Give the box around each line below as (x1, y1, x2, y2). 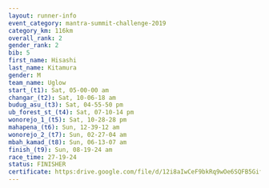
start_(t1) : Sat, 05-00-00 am (8, 86, 110, 94)
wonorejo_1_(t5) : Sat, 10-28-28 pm (8, 116, 127, 124)
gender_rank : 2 (8, 42, 59, 50)
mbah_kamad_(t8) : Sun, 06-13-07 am (8, 138, 127, 146)
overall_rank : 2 (8, 34, 62, 42)
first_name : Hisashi (8, 57, 78, 65)
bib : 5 (8, 49, 30, 57)
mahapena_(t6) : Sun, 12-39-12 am (8, 123, 120, 131)
